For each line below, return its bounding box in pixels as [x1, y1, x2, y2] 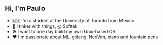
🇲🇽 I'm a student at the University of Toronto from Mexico [12, 17, 135, 23]
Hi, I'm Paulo [5, 4, 46, 13]
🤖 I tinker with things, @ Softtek [12, 23, 78, 29]
